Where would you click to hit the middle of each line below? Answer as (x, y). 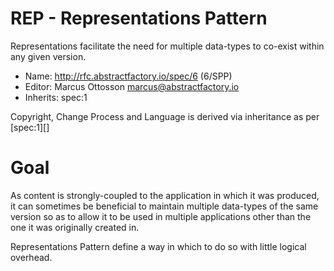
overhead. (31, 257)
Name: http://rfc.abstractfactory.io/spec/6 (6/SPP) (128, 76)
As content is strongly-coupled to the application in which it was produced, (165, 195)
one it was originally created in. (75, 227)
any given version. (48, 56)
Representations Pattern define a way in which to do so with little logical (158, 246)
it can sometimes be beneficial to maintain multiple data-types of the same (164, 206)
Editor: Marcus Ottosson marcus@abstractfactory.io (132, 86)
